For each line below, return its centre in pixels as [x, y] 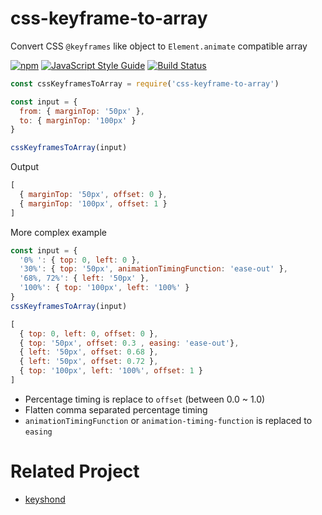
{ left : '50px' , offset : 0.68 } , [89, 352]
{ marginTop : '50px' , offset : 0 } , [93, 195]
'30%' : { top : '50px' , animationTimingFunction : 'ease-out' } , [153, 269]
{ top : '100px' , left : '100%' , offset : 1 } [111, 371]
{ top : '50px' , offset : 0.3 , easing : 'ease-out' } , [129, 343]
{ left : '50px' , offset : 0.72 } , [89, 362]
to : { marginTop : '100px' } [78, 120]
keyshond [45, 499]
